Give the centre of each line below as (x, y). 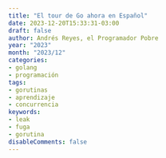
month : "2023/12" (37, 53)
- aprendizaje (32, 97)
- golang (23, 68)
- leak (19, 120)
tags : (17, 82)
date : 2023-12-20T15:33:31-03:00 (64, 23)
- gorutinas (28, 90)
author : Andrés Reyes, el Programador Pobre (83, 38)
